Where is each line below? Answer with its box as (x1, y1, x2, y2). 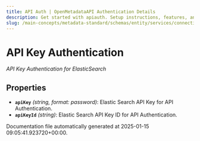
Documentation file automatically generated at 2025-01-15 (6, 123, 149, 130)
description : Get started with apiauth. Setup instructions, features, (6, 14, 187, 20)
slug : (6, 20, 20, 26)
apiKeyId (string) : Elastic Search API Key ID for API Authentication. (14, 111, 177, 118)
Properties (6, 82, 46, 93)
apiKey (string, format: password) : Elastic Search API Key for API (14, 99, 174, 106)
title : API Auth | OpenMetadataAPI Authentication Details (6, 8, 156, 15)
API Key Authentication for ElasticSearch (6, 65, 107, 72)
